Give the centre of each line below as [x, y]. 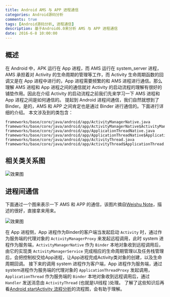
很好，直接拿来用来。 [36, 211]
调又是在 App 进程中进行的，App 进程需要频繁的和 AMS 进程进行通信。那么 [84, 81]
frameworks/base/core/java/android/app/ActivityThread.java [70, 139]
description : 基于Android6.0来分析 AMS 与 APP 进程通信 [61, 29]
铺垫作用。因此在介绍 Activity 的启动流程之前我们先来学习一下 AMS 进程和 [83, 93]
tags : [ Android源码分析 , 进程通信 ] [40, 24]
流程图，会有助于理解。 [100, 289]
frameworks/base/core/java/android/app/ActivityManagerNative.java [78, 122]
